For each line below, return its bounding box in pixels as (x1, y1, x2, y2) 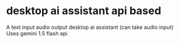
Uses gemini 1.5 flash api (6, 29, 68, 37)
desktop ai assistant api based (6, 4, 162, 18)
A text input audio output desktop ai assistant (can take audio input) (6, 24, 174, 31)
